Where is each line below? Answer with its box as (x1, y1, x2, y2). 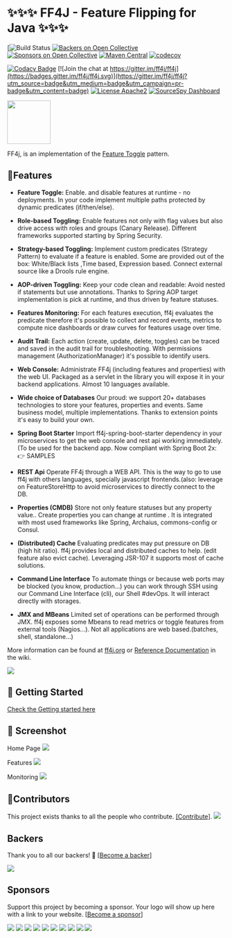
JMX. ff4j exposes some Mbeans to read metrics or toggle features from (17, 617, 224, 626)
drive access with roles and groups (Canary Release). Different (17, 224, 197, 232)
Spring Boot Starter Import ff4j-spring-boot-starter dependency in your (17, 429, 223, 437)
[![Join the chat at (57, 64, 109, 72)
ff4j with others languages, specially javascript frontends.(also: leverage (17, 475, 223, 483)
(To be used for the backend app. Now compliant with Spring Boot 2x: (17, 444, 217, 452)
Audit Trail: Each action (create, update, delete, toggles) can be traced (17, 337, 220, 345)
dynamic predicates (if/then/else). (17, 203, 114, 211)
